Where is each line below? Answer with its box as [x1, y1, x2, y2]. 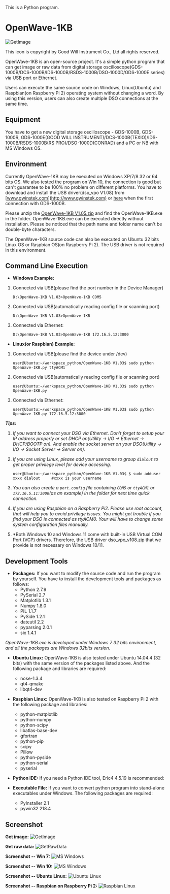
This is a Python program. [5, 5, 59, 10]
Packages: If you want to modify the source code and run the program [12, 571, 161, 577]
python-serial [20, 760, 49, 766]
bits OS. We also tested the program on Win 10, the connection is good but [5, 179, 161, 185]
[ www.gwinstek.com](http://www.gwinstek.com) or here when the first [5, 195, 153, 201]
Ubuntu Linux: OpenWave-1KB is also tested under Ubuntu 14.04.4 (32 [12, 655, 161, 661]
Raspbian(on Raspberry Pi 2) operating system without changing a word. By [5, 90, 164, 96]
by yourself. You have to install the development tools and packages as [12, 576, 161, 582]
